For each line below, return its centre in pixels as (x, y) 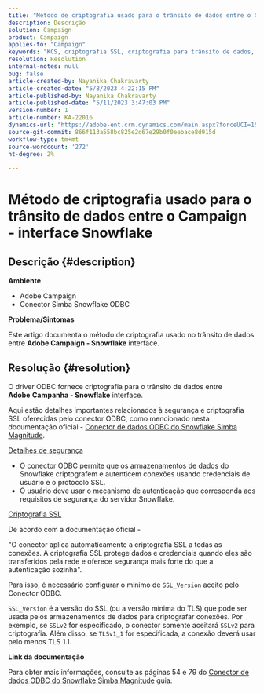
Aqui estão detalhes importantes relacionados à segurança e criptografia (126, 410)
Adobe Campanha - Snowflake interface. (76, 395)
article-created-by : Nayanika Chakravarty (79, 81)
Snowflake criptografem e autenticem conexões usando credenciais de (135, 474)
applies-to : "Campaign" (47, 45)
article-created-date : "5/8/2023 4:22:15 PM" (84, 88)
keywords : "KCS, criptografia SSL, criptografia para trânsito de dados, (132, 52)
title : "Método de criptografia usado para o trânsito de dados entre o (130, 15)
